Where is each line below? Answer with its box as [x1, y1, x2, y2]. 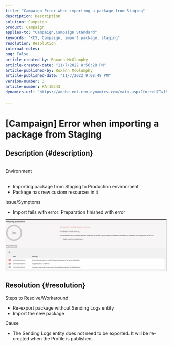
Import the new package [12, 310, 65, 316]
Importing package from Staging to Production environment [12, 183, 139, 189]
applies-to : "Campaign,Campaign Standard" [5, 30, 97, 35]
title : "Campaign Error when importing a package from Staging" [5, 8, 145, 13]
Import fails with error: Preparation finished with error [12, 208, 125, 215]
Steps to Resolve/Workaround [5, 295, 69, 301]
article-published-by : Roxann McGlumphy [5, 68, 93, 73]
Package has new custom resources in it [12, 189, 98, 195]
